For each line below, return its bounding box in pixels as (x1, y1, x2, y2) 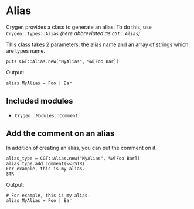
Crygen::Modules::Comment (14, 112, 78, 118)
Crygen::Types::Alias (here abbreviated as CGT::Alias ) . (6, 29, 142, 36)
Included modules (6, 96, 73, 106)
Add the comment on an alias (6, 129, 115, 139)
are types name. (6, 47, 46, 54)
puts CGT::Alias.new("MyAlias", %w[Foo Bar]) (6, 59, 119, 64)
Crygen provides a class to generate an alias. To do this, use (6, 23, 152, 30)
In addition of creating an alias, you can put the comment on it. (6, 144, 157, 151)
